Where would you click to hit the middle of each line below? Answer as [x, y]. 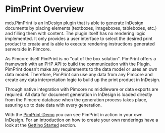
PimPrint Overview [45, 9]
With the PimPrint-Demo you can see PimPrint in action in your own [74, 114]
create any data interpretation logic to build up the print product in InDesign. [83, 80]
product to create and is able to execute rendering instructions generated [80, 44]
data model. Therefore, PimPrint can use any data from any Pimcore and [79, 74]
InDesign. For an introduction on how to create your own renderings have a [82, 120]
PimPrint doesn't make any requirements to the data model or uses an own [81, 69]
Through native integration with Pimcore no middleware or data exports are [82, 89]
